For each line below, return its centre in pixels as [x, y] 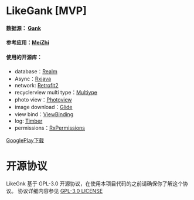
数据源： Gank [23, 28]
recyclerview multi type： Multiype [56, 92]
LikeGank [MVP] [46, 11]
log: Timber [28, 121]
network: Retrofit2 [36, 85]
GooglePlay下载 [25, 140]
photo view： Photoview [43, 99]
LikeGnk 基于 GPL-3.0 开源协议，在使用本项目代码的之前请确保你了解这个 [95, 184]
